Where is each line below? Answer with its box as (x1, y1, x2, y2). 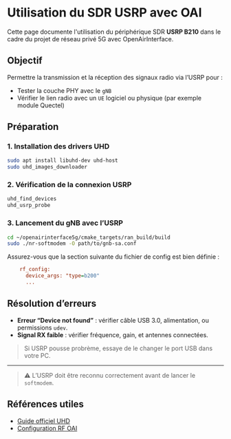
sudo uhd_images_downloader (7, 164, 88, 171)
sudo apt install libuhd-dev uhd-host (7, 157, 118, 164)
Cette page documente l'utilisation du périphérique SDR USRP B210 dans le (7, 28, 221, 36)
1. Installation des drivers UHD (7, 142, 110, 151)
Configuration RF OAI (16, 424, 78, 432)
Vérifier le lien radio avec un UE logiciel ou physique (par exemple (16, 94, 201, 102)
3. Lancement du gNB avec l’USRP (7, 218, 124, 228)
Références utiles (7, 398, 85, 410)
